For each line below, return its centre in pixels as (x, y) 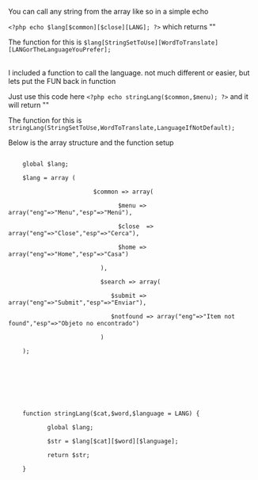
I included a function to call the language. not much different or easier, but (129, 73)
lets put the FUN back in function (62, 81)
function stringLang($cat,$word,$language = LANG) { (111, 413)
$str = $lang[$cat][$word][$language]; (113, 441)
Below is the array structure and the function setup (91, 143)
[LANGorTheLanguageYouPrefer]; (60, 50)
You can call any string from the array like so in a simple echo (108, 11)
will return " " (29, 105)
